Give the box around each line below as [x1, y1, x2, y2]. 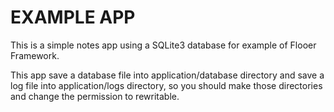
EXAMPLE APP [10, 6, 136, 29]
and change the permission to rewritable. [10, 90, 180, 102]
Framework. [10, 49, 60, 61]
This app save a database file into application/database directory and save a [10, 69, 325, 81]
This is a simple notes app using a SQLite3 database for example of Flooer [10, 39, 317, 51]
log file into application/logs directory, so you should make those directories [10, 79, 323, 91]
